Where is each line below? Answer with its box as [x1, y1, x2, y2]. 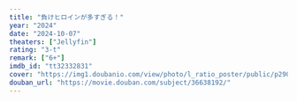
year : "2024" [9, 21, 57, 30]
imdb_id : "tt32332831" [9, 62, 93, 71]
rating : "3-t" [9, 46, 62, 54]
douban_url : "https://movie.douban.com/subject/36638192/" [9, 78, 232, 87]
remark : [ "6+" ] [9, 54, 65, 62]
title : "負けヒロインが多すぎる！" [9, 12, 125, 22]
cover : [9, 70, 34, 79]
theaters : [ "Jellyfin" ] [9, 37, 97, 47]
